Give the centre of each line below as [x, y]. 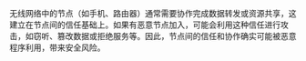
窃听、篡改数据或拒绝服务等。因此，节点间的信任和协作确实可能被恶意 [165, 36]
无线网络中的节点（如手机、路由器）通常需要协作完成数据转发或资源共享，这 [153, 13]
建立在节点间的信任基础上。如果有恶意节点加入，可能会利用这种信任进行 [145, 25]
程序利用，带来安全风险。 [57, 47]
